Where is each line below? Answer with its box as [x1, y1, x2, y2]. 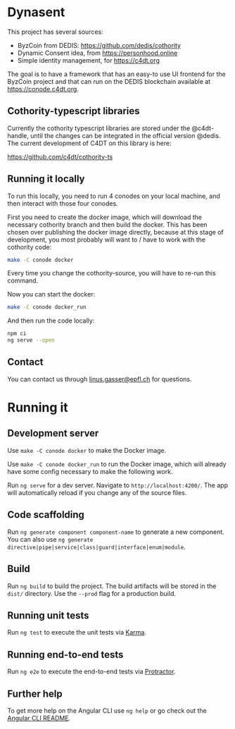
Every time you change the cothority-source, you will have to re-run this [7, 269, 216, 278]
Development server [7, 428, 99, 440]
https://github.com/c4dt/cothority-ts [7, 152, 113, 161]
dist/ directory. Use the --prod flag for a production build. [7, 589, 176, 597]
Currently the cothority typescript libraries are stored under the [7, 124, 191, 132]
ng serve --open [7, 337, 55, 344]
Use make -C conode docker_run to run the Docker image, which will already [7, 459, 227, 468]
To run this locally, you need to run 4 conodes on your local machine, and [7, 192, 220, 200]
